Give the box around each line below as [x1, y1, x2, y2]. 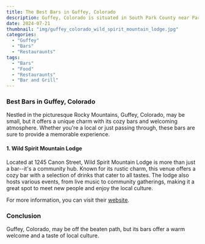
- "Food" [12, 65, 34, 72]
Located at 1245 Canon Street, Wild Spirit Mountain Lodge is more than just [6, 158, 196, 166]
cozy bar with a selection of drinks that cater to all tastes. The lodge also [6, 171, 189, 179]
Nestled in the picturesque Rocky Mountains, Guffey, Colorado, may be [6, 111, 185, 119]
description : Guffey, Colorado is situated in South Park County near [6, 15, 190, 21]
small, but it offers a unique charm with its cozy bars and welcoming [6, 117, 178, 125]
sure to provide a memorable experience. [6, 131, 110, 138]
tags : [6, 54, 20, 61]
